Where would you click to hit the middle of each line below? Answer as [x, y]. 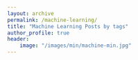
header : [18, 39]
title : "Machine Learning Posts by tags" [68, 26]
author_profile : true [38, 33]
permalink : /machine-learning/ [52, 20]
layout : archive [31, 13]
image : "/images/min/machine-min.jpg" [76, 46]
